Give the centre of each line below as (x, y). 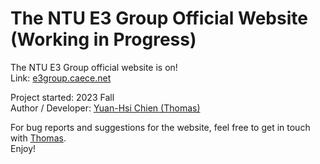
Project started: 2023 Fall (62, 97)
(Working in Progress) (103, 39)
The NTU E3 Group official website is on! (94, 67)
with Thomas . (38, 138)
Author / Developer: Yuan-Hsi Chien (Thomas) (105, 108)
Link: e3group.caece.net (61, 78)
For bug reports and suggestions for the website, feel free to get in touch (160, 127)
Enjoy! (23, 148)
